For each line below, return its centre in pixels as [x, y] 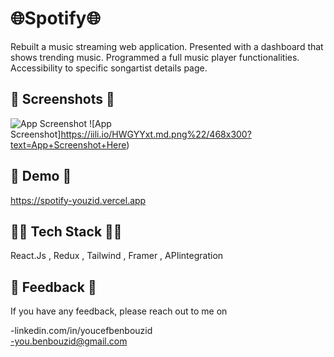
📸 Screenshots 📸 [62, 99]
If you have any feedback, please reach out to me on [119, 311]
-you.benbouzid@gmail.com [69, 341]
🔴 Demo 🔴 [41, 176]
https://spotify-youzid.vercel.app [78, 200]
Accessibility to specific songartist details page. [109, 68]
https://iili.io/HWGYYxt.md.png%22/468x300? [156, 134]
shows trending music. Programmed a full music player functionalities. [155, 57]
